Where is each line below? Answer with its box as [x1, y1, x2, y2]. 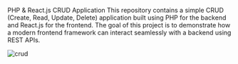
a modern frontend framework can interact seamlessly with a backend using [7, 28, 232, 37]
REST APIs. [7, 36, 41, 44]
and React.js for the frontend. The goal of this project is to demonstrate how [7, 21, 231, 29]
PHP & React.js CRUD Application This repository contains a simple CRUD [7, 6, 224, 14]
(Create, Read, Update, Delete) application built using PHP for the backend [7, 13, 227, 22]
